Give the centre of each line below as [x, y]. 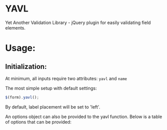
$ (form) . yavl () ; [22, 97]
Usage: [21, 48]
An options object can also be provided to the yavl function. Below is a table [84, 116]
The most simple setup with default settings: [51, 88]
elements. [16, 27]
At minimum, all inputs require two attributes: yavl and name [66, 78]
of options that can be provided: [38, 122]
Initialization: [26, 66]
